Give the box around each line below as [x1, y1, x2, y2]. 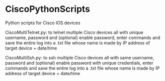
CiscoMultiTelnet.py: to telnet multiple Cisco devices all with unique [5, 29, 144, 35]
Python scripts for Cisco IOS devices [5, 20, 81, 26]
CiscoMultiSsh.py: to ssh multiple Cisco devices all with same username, [5, 54, 154, 60]
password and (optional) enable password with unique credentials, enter [5, 60, 154, 66]
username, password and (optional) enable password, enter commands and [5, 35, 161, 40]
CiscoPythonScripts [5, 3, 90, 15]
